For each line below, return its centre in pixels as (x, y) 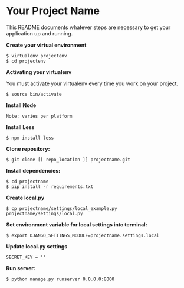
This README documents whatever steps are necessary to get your (88, 27)
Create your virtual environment (46, 45)
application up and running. (40, 33)
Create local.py (25, 198)
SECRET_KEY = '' (26, 257)
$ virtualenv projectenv (37, 56)
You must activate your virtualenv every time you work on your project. (92, 83)
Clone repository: (28, 148)
